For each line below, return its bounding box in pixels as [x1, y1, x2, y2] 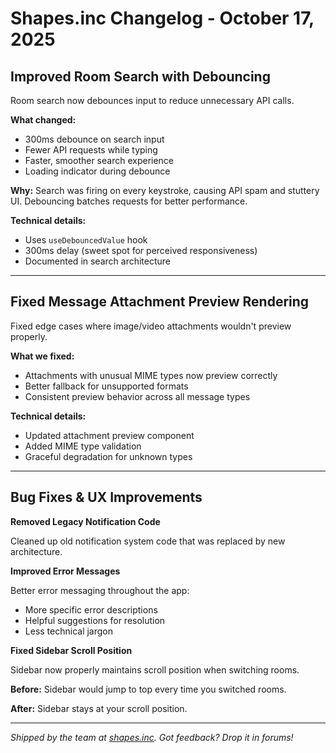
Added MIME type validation [24, 440, 142, 452]
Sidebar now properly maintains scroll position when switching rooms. [10, 663, 300, 676]
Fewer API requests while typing [24, 144, 158, 156]
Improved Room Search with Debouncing [10, 68, 271, 85]
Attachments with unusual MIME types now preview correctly [24, 369, 278, 381]
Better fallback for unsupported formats [24, 380, 189, 392]
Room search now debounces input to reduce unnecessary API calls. [10, 95, 295, 106]
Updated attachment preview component [24, 429, 195, 441]
